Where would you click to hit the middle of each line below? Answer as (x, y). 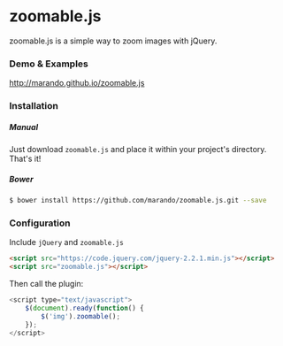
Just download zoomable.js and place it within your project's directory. (138, 150)
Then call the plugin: (46, 284)
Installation (34, 106)
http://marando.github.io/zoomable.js (77, 83)
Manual (23, 127)
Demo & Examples (49, 64)
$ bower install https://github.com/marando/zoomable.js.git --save (138, 201)
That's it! (25, 159)
